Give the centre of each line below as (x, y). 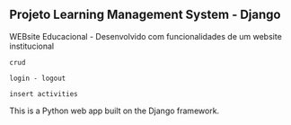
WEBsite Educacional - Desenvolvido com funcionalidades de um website (146, 36)
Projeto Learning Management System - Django (145, 15)
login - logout (38, 78)
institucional (32, 46)
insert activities (44, 94)
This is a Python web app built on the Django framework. (115, 111)
